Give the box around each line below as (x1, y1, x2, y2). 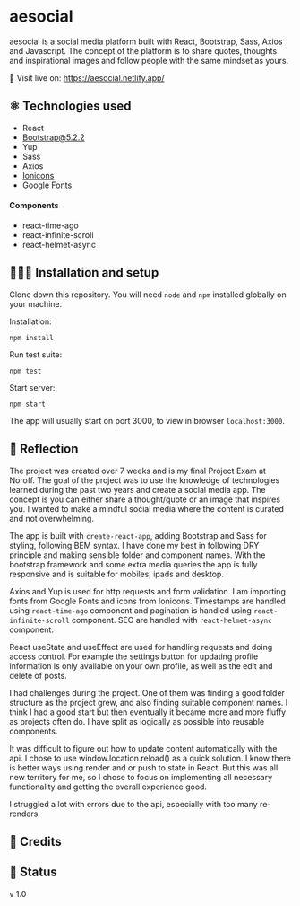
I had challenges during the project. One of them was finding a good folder (9, 687, 285, 698)
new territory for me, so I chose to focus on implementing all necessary (9, 771, 273, 782)
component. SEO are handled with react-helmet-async (71, 614, 272, 625)
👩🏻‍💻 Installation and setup (9, 265, 159, 280)
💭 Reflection (9, 442, 79, 457)
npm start (9, 400, 47, 409)
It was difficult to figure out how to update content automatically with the (9, 743, 278, 753)
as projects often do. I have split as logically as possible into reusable (9, 716, 265, 726)
